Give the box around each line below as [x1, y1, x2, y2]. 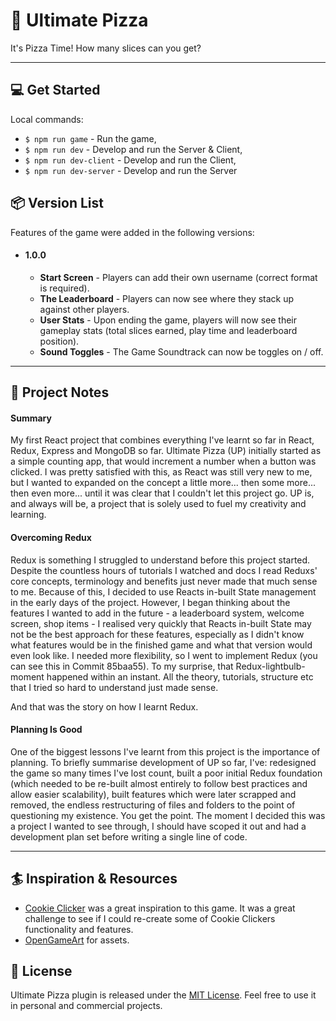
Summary [10, 412, 52, 424]
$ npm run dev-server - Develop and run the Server [24, 164, 238, 176]
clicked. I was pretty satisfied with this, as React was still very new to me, [10, 466, 313, 478]
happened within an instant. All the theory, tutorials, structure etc [46, 670, 314, 683]
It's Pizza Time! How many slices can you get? [10, 42, 202, 54]
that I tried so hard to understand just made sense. [10, 681, 219, 693]
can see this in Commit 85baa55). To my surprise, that [10, 660, 234, 672]
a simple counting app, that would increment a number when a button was [10, 455, 317, 468]
